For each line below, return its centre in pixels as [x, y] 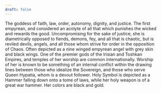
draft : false [18, 9]
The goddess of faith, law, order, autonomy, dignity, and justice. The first [78, 23]
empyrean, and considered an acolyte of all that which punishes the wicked [81, 28]
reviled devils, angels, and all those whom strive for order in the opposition [80, 44]
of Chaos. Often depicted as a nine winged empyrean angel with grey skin [79, 49]
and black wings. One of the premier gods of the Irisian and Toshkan [74, 54]
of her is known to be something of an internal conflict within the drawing [78, 64]
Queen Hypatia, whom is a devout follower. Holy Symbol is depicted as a [78, 75]
